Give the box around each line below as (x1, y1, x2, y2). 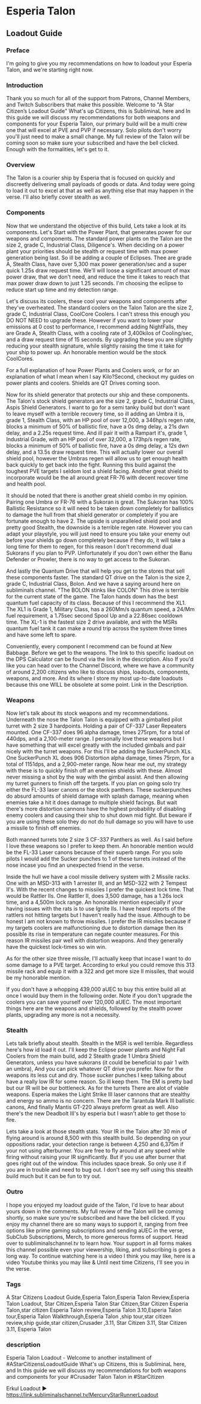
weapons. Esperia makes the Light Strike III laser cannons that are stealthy (6, 1091, 190, 1098)
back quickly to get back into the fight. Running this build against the (6, 461, 176, 468)
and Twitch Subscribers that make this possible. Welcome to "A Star (6, 101, 175, 109)
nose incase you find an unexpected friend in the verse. (6, 861, 144, 869)
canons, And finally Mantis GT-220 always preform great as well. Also (6, 1103, 179, 1111)
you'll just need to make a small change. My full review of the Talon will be (6, 133, 190, 140)
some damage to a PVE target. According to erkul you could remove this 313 (6, 962, 195, 969)
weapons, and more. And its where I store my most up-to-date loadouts (6, 674, 183, 682)
